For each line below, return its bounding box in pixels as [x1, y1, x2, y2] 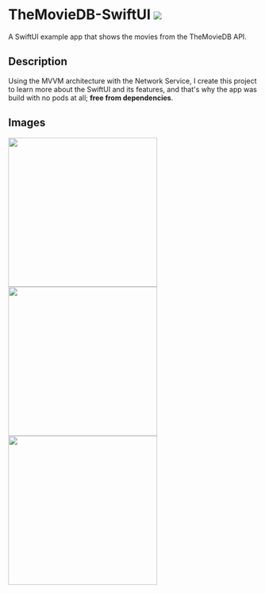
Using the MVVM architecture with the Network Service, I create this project [8, 76, 257, 85]
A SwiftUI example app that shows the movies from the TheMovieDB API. [8, 32, 248, 41]
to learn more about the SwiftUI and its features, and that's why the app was [8, 84, 258, 94]
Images [8, 116, 46, 130]
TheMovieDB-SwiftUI [8, 6, 151, 24]
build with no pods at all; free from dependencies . [8, 93, 174, 103]
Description [8, 55, 67, 68]
